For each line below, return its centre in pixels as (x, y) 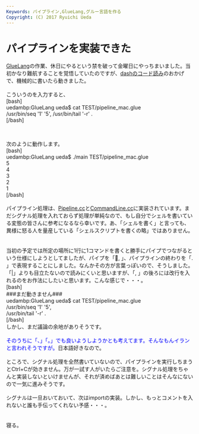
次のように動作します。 (35, 144)
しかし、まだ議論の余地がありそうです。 (56, 327)
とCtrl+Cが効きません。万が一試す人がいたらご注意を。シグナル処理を (92, 369)
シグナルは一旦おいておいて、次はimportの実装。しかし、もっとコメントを (97, 398)
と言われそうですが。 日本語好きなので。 (56, 348)
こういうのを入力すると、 (37, 95)
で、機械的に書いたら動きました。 (48, 81)
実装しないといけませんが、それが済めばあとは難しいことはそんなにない (105, 377)
